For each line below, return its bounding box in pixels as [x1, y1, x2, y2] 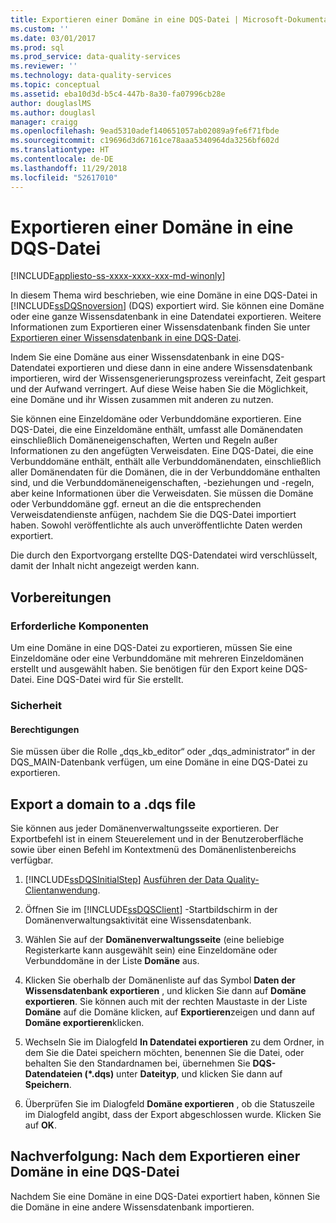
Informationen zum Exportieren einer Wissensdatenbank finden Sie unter [10, 321, 311, 333]
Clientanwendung [24, 884, 98, 896]
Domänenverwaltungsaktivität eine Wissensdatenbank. [24, 914, 252, 926]
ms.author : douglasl [10, 107, 97, 118]
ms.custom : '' [10, 24, 70, 34]
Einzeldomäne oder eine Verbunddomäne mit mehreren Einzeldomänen [10, 652, 305, 665]
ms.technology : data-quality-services [10, 71, 172, 81]
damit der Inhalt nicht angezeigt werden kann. [10, 560, 200, 572]
